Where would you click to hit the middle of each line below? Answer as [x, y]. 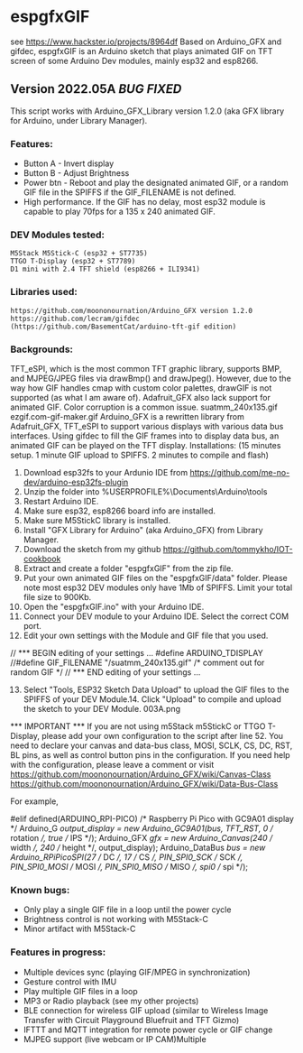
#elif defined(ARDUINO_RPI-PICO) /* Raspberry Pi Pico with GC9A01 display [152, 818]
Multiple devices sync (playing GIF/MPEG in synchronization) [137, 972]
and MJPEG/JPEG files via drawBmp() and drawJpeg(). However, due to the [151, 378]
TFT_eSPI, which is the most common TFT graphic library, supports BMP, [146, 368]
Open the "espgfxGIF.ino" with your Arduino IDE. [114, 606]
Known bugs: [40, 890]
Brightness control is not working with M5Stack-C [116, 919]
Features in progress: [58, 952]
